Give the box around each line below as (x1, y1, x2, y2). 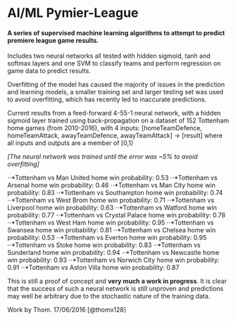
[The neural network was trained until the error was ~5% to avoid (7, 153, 198, 161)
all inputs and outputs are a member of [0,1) (7, 139, 134, 147)
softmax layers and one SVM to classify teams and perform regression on (7, 59, 221, 68)
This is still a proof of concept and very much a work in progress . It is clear (7, 277, 228, 286)
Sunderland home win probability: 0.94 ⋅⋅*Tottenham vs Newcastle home (7, 248, 220, 257)
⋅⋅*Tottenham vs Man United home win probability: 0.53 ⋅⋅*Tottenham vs (7, 174, 218, 182)
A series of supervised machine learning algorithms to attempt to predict (7, 28, 225, 37)
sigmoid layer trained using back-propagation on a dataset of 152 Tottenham (7, 116, 230, 125)
